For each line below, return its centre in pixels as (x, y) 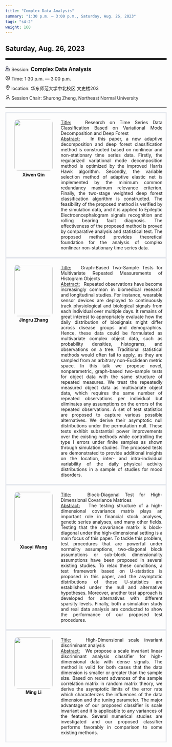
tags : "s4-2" (19, 22)
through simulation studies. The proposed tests (112, 448)
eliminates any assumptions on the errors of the (112, 404)
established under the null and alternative (112, 587)
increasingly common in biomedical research (112, 289)
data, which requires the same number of (112, 393)
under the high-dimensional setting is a (121, 533)
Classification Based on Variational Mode (112, 128)
